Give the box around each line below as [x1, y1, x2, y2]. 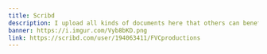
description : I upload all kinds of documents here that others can [8, 19, 240, 27]
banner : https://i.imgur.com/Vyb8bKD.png [8, 26, 148, 34]
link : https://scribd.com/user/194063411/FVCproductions [8, 33, 201, 42]
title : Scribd [8, 11, 56, 20]
